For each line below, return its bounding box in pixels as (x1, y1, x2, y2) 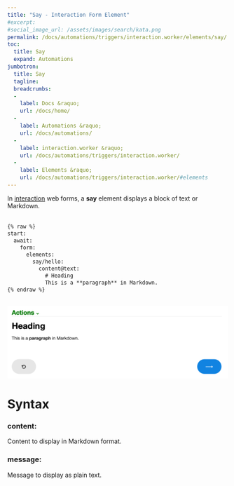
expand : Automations (13, 56, 74, 63)
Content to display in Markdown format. (7, 437, 122, 445)
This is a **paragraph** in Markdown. (44, 279, 158, 286)
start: (7, 230, 27, 237)
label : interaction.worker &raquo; (20, 144, 124, 151)
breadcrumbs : (13, 85, 52, 93)
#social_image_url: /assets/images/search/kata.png (7, 26, 161, 33)
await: (13, 237, 33, 244)
